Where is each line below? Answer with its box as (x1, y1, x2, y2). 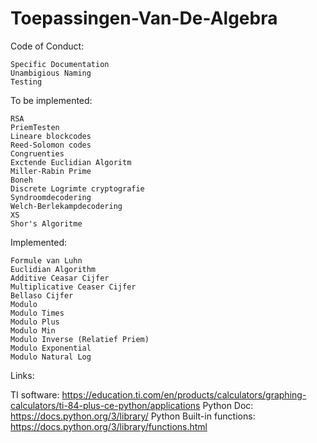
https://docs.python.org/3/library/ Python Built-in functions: (10, 410, 256, 422)
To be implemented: (10, 94, 93, 106)
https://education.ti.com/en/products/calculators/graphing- (61, 388, 307, 401)
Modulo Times (10, 308, 65, 318)
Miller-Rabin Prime (10, 166, 92, 176)
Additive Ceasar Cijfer (10, 273, 110, 283)
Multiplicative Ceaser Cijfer (10, 282, 137, 292)
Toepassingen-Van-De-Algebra (10, 7, 278, 30)
